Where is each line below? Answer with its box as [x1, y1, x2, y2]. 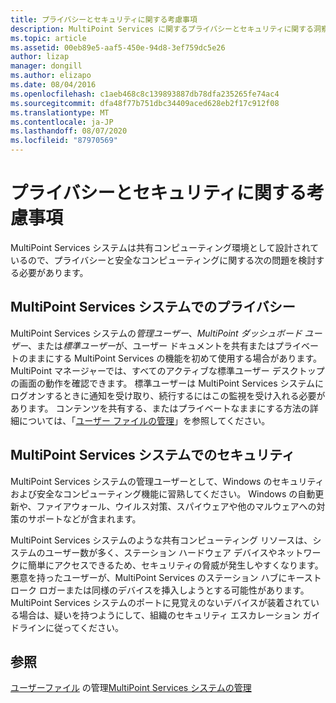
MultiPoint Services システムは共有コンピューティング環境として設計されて [10, 241, 320, 253]
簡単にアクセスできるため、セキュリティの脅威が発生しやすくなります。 [27, 559, 324, 571]
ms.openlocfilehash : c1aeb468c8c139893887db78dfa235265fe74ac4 [10, 89, 280, 99]
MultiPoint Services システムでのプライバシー [10, 299, 296, 316]
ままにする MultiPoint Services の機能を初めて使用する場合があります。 [27, 352, 322, 364]
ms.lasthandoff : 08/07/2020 [10, 126, 128, 136]
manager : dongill [10, 61, 83, 71]
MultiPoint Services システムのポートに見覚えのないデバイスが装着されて [10, 596, 312, 608]
